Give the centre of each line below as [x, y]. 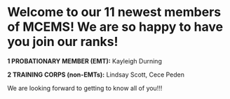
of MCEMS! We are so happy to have [115, 27]
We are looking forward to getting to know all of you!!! [85, 88]
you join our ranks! [63, 42]
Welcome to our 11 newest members [114, 12]
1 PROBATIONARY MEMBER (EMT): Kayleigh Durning [85, 61]
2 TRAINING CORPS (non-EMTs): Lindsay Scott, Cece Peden [96, 75]
